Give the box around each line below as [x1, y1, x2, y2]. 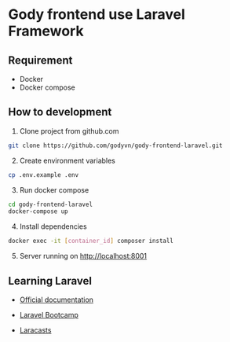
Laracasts [19, 325, 52, 335]
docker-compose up [8, 208, 68, 215]
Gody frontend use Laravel [8, 6, 186, 24]
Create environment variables [19, 156, 116, 165]
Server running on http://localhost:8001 [19, 252, 148, 261]
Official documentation [19, 295, 94, 304]
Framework [8, 22, 84, 40]
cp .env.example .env [8, 171, 79, 178]
